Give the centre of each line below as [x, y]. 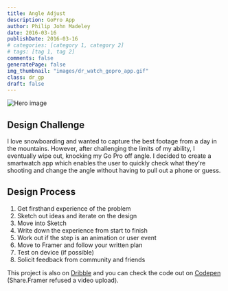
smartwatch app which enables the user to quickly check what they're [106, 163]
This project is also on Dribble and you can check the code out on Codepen [114, 272]
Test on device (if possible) [56, 252]
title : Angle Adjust [37, 13]
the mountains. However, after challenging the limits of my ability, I [101, 149]
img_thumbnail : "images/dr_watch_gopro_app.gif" [78, 71]
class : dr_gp [26, 77]
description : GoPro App [41, 20]
